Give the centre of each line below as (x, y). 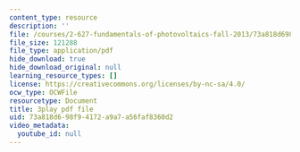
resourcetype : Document (54, 101)
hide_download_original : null (66, 68)
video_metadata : (39, 126)
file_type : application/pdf (62, 51)
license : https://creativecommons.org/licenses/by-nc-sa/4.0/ (127, 84)
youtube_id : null (50, 134)
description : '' (39, 26)
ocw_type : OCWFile (43, 92)
